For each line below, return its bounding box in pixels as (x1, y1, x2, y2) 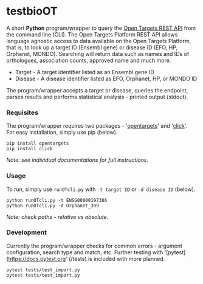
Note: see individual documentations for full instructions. (6, 156, 149, 164)
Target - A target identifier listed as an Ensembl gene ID (15, 68, 154, 75)
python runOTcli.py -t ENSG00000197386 (6, 197, 108, 203)
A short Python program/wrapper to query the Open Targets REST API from (6, 24, 196, 32)
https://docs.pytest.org (8, 255, 66, 262)
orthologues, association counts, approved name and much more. (6, 57, 171, 64)
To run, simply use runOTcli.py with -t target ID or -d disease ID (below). (6, 185, 196, 193)
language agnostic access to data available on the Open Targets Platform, (6, 37, 191, 44)
